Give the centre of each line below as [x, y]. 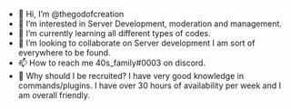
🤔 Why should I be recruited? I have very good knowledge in [130, 76]
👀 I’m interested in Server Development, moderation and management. [150, 24]
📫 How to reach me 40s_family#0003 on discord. [112, 63]
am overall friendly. [54, 95]
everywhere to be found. [64, 53]
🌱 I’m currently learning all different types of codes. [114, 33]
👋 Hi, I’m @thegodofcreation [71, 14]
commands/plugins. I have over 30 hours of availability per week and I [150, 85]
